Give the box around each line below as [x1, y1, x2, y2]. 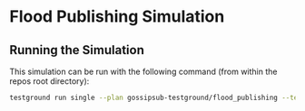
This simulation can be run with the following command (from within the [9, 66, 278, 77]
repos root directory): [9, 76, 90, 87]
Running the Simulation [9, 42, 145, 58]
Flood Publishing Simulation [9, 6, 225, 27]
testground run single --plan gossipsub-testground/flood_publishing [9, 93, 279, 102]
